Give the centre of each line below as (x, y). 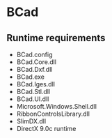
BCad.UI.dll (33, 99)
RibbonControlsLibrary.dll (53, 114)
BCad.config (34, 54)
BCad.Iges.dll (35, 84)
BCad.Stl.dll (33, 92)
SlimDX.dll (31, 121)
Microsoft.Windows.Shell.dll (57, 106)
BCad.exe (30, 77)
